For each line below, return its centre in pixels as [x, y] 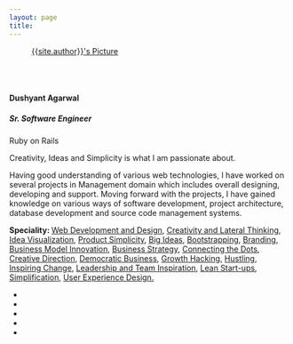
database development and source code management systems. [126, 213]
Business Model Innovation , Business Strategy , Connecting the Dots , [135, 249]
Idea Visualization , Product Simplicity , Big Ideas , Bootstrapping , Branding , [144, 240]
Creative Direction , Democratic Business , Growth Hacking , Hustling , [133, 259]
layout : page [33, 17]
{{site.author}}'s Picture [75, 51]
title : [21, 26]
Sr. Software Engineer [51, 118]
